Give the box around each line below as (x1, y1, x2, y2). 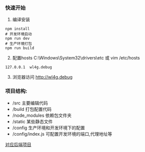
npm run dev (5, 36, 30, 41)
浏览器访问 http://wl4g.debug (12, 74, 73, 80)
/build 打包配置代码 (12, 106, 52, 112)
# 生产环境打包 (5, 41, 32, 47)
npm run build (5, 46, 35, 51)
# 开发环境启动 (5, 32, 32, 37)
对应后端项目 (5, 141, 31, 147)
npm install (5, 26, 30, 32)
